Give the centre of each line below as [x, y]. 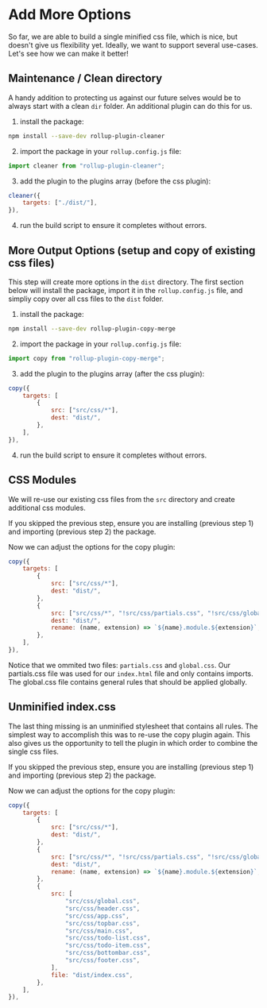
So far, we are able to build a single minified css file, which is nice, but [123, 37]
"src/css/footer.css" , [103, 960]
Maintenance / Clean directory [85, 78]
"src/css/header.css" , [103, 908]
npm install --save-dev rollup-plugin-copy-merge [92, 328]
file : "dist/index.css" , [92, 975]
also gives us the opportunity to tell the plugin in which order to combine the [133, 743]
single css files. [34, 751]
